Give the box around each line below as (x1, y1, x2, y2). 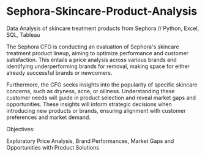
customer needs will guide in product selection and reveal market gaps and (6, 94, 196, 101)
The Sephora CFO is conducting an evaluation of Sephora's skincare (6, 43, 179, 50)
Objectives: (6, 125, 35, 132)
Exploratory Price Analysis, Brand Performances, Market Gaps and (6, 137, 174, 145)
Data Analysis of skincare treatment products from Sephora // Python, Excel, (6, 25, 199, 32)
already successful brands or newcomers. (6, 69, 113, 76)
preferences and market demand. (6, 113, 91, 121)
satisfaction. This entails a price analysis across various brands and (6, 56, 177, 63)
